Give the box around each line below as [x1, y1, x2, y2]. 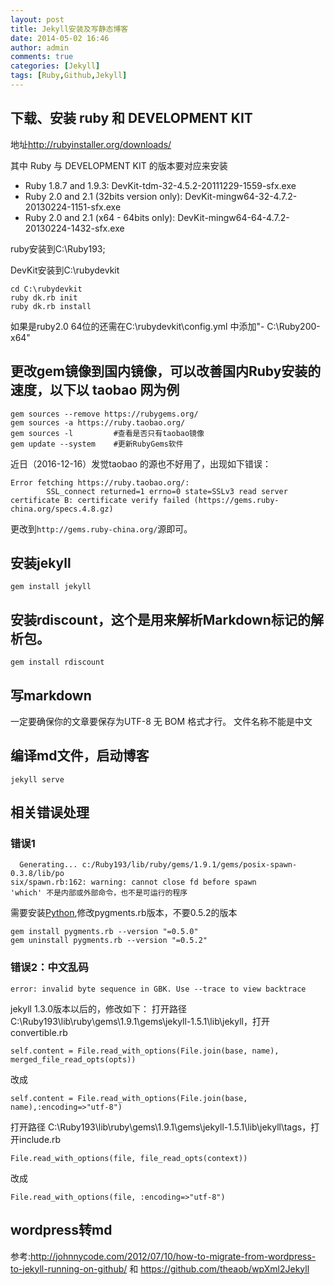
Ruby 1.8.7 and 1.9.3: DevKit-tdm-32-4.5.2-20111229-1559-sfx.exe [24, 179, 297, 191]
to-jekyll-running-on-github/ [10, 1262, 128, 1275]
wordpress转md [10, 1222, 113, 1239]
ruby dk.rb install [10, 301, 92, 311]
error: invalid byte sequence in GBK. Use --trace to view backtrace [10, 984, 307, 994]
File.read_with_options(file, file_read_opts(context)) [10, 1153, 248, 1163]
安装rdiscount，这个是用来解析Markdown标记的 [10, 611, 311, 628]
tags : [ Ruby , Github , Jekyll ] [10, 71, 128, 81]
